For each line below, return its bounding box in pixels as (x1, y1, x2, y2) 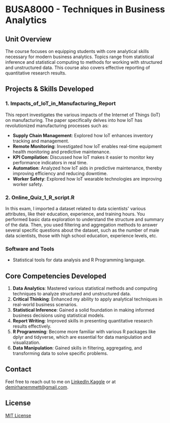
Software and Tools (5, 245, 54, 252)
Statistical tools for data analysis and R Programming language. (12, 257, 146, 263)
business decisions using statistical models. (12, 312, 105, 318)
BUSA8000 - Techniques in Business (5, 4, 165, 15)
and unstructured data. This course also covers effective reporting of (5, 65, 150, 70)
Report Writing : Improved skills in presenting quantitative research (12, 318, 153, 324)
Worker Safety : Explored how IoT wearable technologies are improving (12, 176, 162, 182)
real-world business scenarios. (12, 302, 78, 308)
